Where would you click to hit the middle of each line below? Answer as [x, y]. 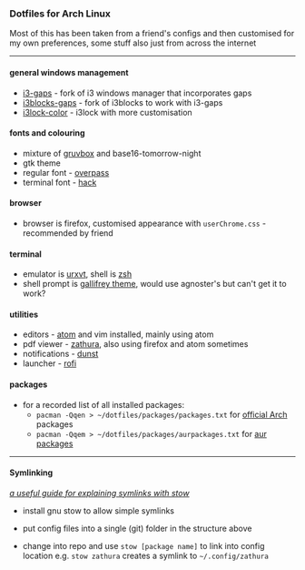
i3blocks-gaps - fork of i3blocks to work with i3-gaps [123, 102]
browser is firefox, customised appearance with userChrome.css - [144, 223]
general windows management [69, 72]
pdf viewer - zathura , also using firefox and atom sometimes [135, 344]
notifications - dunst [60, 354]
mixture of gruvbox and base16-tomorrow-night [112, 153]
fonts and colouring [47, 133]
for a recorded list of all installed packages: [103, 404]
